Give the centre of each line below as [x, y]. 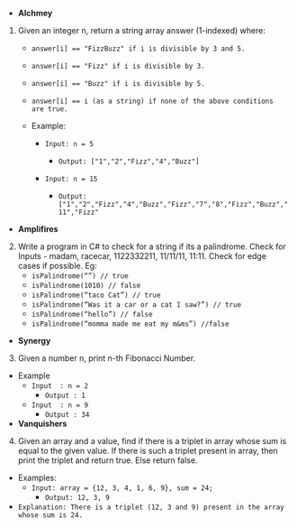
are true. [50, 109]
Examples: [37, 478]
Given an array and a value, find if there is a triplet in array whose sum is [152, 441]
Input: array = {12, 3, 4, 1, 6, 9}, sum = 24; [122, 488]
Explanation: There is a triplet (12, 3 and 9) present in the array [151, 507]
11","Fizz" [78, 212]
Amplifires [38, 229]
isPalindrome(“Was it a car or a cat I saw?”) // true [136, 305]
